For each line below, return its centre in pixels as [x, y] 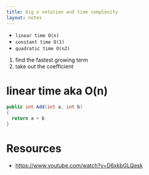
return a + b [28, 119]
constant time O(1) [40, 42]
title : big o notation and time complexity [62, 12]
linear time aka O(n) [57, 91]
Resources [34, 148]
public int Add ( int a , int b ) [45, 107]
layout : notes [24, 18]
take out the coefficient [44, 66]
